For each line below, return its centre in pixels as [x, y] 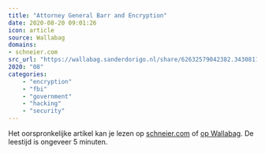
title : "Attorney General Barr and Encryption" [88, 15]
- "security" [44, 111]
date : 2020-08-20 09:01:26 [52, 23]
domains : [22, 45]
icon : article [32, 30]
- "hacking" [42, 103]
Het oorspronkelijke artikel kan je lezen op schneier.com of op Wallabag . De [131, 133]
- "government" [47, 96]
